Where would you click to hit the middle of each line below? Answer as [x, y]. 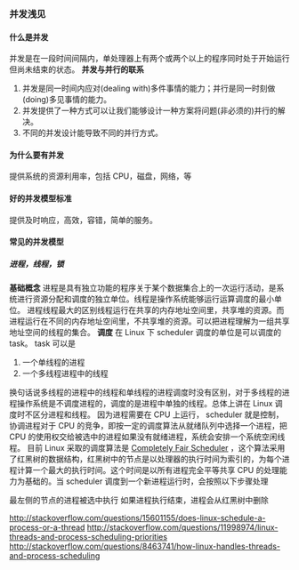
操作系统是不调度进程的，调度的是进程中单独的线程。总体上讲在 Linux [145, 404]
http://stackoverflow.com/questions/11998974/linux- [182, 527]
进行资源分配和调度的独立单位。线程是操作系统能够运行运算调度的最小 [145, 299]
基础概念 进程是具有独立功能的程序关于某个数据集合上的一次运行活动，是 [143, 288]
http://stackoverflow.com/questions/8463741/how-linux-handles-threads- [145, 546]
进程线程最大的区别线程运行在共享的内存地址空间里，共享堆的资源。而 [155, 310]
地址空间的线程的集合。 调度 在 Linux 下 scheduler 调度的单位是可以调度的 [145, 333]
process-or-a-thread [47, 527]
